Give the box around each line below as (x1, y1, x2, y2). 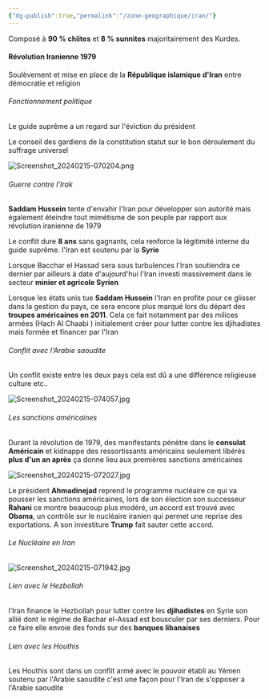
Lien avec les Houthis (8, 641, 80, 651)
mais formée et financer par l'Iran (8, 327, 118, 337)
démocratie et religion (8, 78, 81, 88)
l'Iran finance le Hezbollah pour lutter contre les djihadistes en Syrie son (8, 606, 248, 616)
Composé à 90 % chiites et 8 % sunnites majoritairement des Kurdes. (8, 34, 241, 43)
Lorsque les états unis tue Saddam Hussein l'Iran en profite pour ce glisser (8, 293, 256, 303)
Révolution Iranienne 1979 (8, 52, 97, 62)
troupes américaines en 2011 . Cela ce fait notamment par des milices (8, 310, 239, 320)
